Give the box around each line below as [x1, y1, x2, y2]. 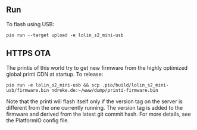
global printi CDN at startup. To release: [6, 70, 104, 78]
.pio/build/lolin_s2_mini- [102, 82, 169, 88]
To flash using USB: [6, 20, 55, 27]
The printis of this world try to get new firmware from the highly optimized [6, 64, 188, 71]
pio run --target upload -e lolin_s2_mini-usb [6, 32, 124, 38]
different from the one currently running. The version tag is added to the [6, 104, 183, 111]
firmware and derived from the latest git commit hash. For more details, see [6, 110, 192, 117]
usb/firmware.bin [6, 87, 49, 93]
